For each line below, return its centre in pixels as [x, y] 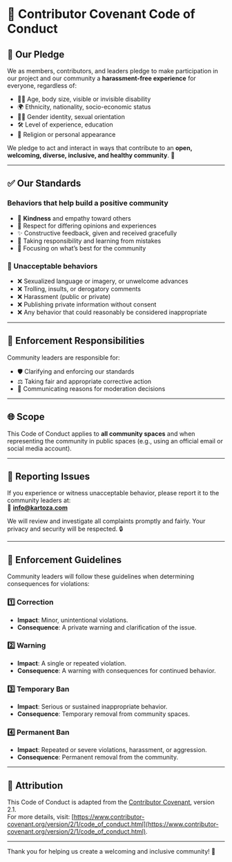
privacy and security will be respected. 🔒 [65, 529]
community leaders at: [39, 500]
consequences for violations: [48, 584]
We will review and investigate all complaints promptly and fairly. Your [106, 521]
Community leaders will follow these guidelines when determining [101, 576]
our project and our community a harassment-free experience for [102, 78]
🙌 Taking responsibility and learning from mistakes [89, 241]
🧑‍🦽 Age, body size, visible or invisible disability [84, 99]
